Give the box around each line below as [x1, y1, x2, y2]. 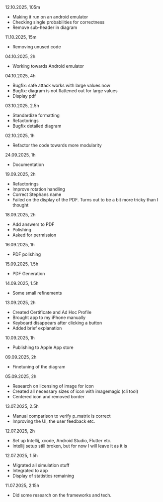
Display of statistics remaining [12, 473, 75, 479]
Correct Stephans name [12, 191, 62, 197]
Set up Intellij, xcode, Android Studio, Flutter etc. [12, 438, 112, 443]
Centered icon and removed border [12, 394, 85, 399]
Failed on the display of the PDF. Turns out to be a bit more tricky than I [12, 197, 159, 202]
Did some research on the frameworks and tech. [12, 492, 112, 498]
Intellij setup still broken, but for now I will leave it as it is [12, 443, 128, 449]
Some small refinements [12, 290, 62, 296]
